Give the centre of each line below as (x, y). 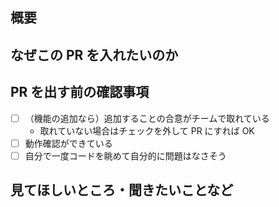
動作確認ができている (68, 143)
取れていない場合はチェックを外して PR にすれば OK (147, 130)
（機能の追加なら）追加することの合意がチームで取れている (147, 118)
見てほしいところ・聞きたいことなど (122, 190)
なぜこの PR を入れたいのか (94, 54)
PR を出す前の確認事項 (80, 92)
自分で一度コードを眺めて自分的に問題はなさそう (125, 155)
